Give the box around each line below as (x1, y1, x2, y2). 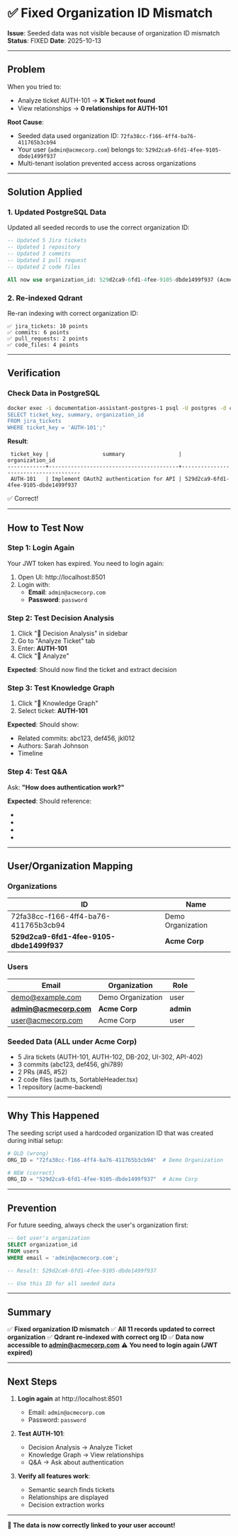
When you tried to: (7, 82, 62, 91)
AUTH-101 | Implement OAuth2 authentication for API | (10, 476, 182, 483)
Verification (7, 367, 61, 380)
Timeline (17, 749, 43, 758)
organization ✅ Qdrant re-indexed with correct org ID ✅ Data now (7, 1333, 204, 1341)
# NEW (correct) (7, 1169, 55, 1176)
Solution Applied (7, 186, 83, 198)
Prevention (7, 1202, 57, 1214)
